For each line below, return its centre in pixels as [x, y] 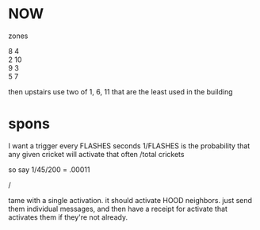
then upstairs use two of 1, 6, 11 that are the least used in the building [120, 91]
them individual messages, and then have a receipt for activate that [118, 209]
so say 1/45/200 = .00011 [49, 169]
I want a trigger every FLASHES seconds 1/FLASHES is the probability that [129, 146]
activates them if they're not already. [68, 217]
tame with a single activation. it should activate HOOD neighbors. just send [130, 200]
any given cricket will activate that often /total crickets [96, 154]
